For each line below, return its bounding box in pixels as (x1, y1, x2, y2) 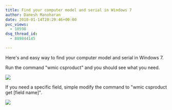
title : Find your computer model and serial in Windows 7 (5, 7, 132, 13)
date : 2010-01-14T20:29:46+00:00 (5, 17, 77, 22)
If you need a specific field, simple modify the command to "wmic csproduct (5, 84, 167, 90)
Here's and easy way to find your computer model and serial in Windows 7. (5, 54, 164, 60)
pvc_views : (5, 21, 29, 27)
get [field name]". (5, 89, 42, 95)
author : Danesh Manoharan (5, 12, 61, 17)
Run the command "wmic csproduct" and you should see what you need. (5, 64, 160, 71)
